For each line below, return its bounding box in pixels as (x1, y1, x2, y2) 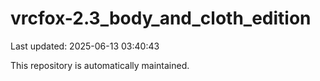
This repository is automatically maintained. (10, 59, 190, 71)
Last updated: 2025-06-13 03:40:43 (10, 40, 160, 52)
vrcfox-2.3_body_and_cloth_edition (10, 7, 312, 30)
